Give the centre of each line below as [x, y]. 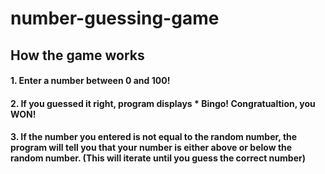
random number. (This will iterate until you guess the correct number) [158, 158]
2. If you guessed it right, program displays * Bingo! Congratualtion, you [163, 103]
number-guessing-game [115, 18]
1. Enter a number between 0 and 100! [90, 81]
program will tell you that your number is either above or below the [151, 148]
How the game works [77, 55]
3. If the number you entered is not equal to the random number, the [154, 137]
